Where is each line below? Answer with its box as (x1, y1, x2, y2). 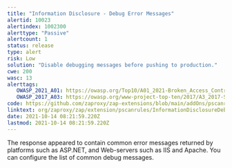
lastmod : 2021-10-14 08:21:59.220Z (7, 119, 110, 127)
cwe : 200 (7, 68, 32, 75)
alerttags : (7, 81, 39, 88)
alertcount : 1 (7, 36, 48, 43)
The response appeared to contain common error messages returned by (7, 138, 213, 147)
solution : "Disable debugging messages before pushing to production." (7, 62, 217, 68)
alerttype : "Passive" (7, 29, 70, 37)
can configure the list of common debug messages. (7, 153, 154, 161)
